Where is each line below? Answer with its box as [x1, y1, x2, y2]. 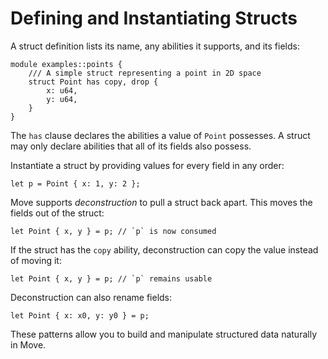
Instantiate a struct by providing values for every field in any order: [10, 159, 285, 171]
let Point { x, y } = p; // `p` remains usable [10, 273, 213, 284]
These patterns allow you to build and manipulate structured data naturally [10, 328, 317, 340]
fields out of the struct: [10, 207, 105, 219]
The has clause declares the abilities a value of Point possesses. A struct [10, 129, 311, 141]
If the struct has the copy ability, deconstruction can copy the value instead [10, 243, 319, 256]
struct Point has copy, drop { [28, 77, 159, 87]
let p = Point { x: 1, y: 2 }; [10, 178, 141, 189]
